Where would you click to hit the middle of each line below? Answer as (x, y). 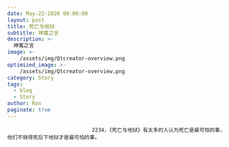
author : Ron (24, 104)
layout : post (26, 20)
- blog (23, 90)
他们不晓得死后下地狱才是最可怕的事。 (54, 137)
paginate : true (29, 110)
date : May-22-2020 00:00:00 (48, 13)
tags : (15, 84)
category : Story (30, 78)
